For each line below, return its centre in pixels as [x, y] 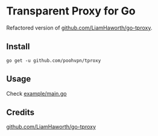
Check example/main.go [36, 93]
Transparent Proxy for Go [71, 11]
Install [18, 47]
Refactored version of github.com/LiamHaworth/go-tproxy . [79, 28]
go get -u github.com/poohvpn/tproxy [54, 60]
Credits [21, 112]
